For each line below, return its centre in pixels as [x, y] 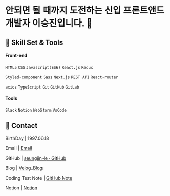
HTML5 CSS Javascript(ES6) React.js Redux [49, 67]
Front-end [16, 56]
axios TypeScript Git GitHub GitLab [42, 87]
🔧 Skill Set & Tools [34, 42]
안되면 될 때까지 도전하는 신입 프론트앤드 [85, 10]
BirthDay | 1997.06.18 [27, 138]
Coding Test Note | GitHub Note [39, 178]
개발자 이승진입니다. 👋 [49, 23]
